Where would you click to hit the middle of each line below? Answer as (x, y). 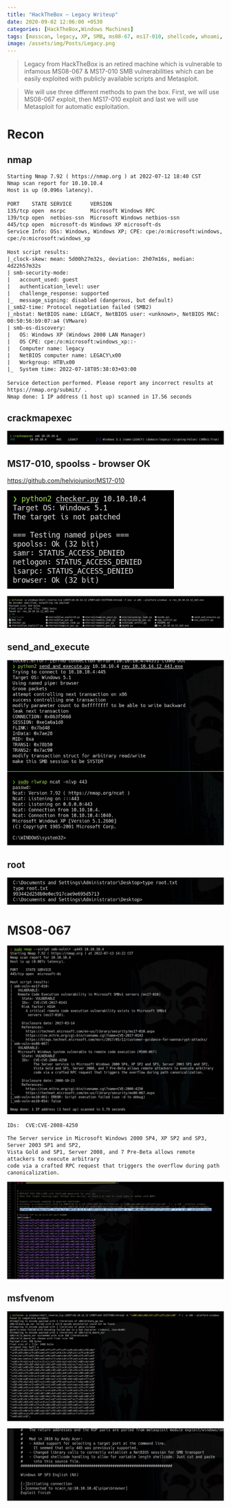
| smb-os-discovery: (37, 328)
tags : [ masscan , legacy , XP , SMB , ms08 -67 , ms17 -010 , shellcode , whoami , (115, 36)
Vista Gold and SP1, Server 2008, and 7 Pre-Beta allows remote (101, 1152)
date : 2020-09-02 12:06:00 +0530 (55, 22)
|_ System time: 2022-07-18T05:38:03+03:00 (72, 369)
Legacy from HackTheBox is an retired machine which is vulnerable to (123, 64)
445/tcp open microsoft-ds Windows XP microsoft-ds (84, 225)
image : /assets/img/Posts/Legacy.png (61, 44)
